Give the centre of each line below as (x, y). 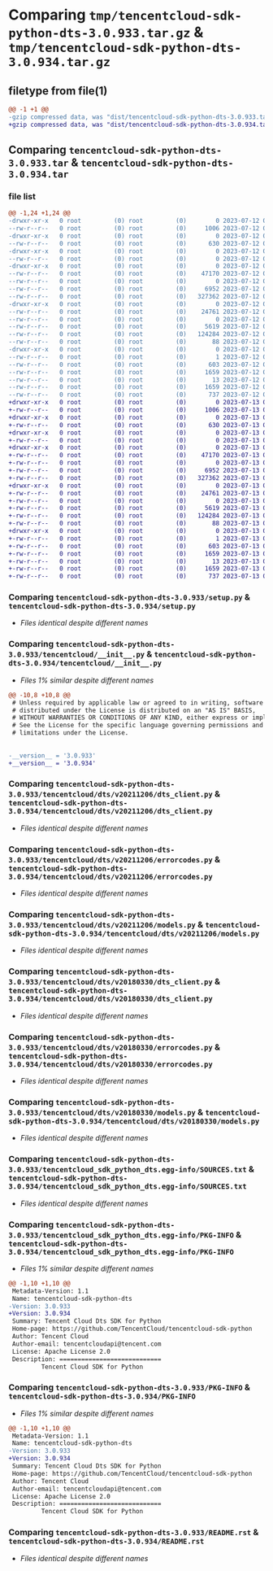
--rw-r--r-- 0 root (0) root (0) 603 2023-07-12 (134, 364)
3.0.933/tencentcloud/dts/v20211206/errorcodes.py (110, 860)
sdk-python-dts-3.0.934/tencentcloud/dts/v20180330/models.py (134, 1121)
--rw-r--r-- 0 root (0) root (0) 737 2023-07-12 (134, 395)
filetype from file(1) (58, 91)
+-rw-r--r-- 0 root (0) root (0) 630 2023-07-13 (134, 425)
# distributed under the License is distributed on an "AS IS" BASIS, (134, 710)
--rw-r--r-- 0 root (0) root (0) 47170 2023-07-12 (134, 274)
